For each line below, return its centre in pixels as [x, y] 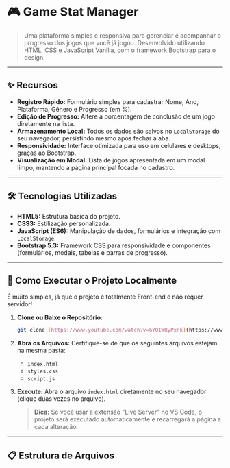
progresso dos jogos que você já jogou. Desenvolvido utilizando [114, 42]
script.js [41, 379]
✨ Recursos [33, 85]
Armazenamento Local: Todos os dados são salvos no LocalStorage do [118, 131]
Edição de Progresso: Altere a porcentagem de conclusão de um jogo [116, 116]
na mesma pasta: [41, 350]
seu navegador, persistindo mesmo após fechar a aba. [94, 138]
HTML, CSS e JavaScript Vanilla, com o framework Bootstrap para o [120, 50]
